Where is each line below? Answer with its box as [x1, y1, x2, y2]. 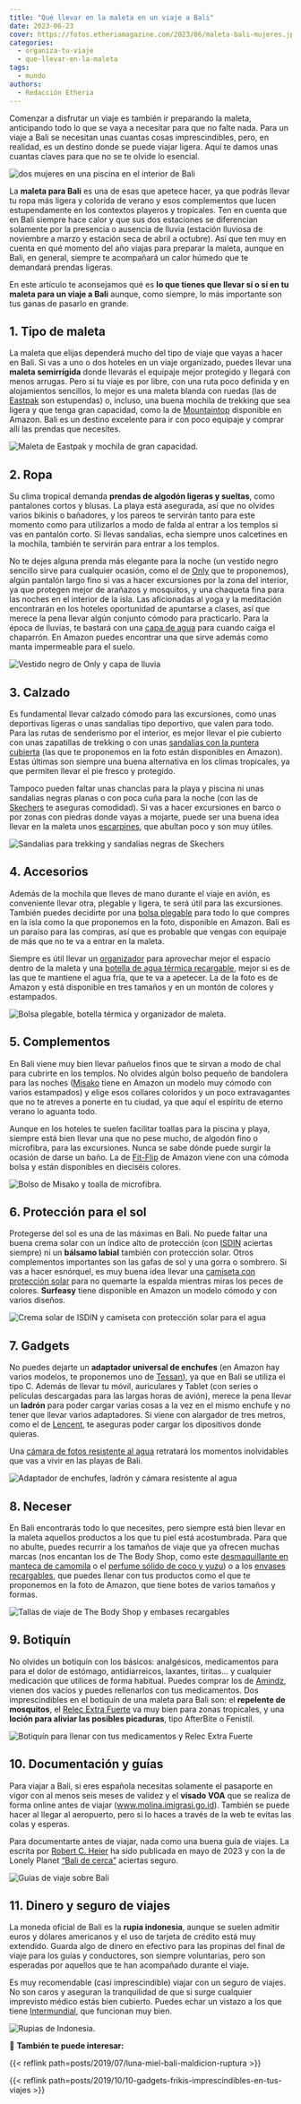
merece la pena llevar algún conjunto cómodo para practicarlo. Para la [9, 613, 269, 623]
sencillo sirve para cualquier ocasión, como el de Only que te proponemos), [9, 565, 289, 576]
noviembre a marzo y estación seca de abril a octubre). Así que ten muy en [9, 233, 287, 244]
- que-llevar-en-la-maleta [17, 55, 118, 64]
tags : [9, 64, 30, 73]
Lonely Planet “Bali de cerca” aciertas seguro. [9, 1855, 179, 1866]
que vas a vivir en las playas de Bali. [9, 1456, 143, 1466]
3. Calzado [9, 684, 71, 700]
